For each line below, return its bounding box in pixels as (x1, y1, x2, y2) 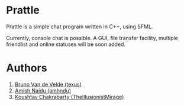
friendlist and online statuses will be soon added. (6, 41, 126, 48)
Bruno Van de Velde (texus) (14, 81, 82, 88)
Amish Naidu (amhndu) (14, 87, 72, 94)
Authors (6, 61, 47, 75)
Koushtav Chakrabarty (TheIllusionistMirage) (14, 93, 124, 100)
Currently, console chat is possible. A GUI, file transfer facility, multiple (6, 34, 179, 41)
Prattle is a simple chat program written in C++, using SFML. (6, 23, 153, 30)
